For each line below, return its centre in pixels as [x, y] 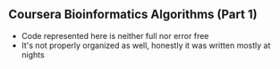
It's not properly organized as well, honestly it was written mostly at [146, 45]
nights [33, 54]
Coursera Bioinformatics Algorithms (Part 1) [133, 15]
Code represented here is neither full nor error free [115, 35]
